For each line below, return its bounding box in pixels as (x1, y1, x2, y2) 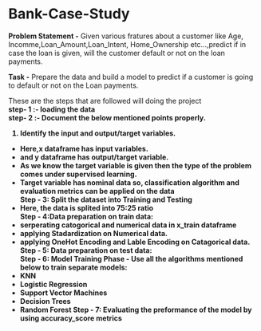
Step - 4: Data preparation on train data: (19, 211, 154, 221)
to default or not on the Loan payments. (8, 81, 139, 90)
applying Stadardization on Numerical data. (19, 228, 168, 238)
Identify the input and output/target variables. (19, 128, 176, 138)
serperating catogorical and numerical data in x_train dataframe (19, 220, 237, 230)
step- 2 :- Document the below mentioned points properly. (8, 112, 206, 122)
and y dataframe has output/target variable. (19, 152, 169, 162)
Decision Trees (19, 296, 71, 305)
